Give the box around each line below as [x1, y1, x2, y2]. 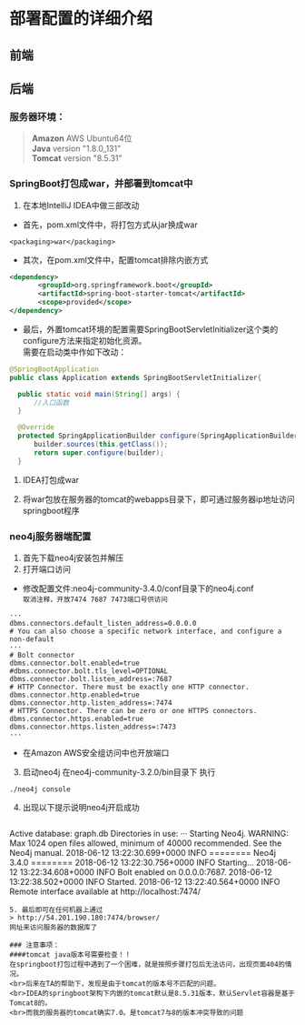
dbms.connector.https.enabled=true [9, 714, 144, 723]
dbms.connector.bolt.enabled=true [9, 658, 141, 668]
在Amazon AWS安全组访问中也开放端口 [22, 747, 170, 758]
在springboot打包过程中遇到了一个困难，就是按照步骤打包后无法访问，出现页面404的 [9, 960, 286, 969]
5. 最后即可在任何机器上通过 [9, 905, 103, 914]
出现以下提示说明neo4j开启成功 [22, 801, 141, 812]
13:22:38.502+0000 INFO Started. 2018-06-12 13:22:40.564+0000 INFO [9, 876, 280, 887]
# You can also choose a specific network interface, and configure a [9, 627, 282, 636]
